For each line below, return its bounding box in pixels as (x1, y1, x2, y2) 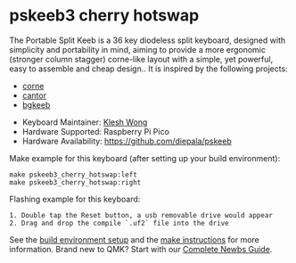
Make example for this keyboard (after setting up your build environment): (9, 152, 281, 163)
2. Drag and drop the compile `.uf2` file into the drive (9, 218, 229, 227)
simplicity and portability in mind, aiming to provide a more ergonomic (9, 44, 266, 54)
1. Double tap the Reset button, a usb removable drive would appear (9, 210, 274, 219)
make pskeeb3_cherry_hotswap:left (9, 170, 138, 179)
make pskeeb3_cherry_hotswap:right (9, 177, 142, 187)
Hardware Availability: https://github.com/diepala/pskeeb (21, 136, 232, 146)
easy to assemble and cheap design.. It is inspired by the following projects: (9, 63, 288, 74)
